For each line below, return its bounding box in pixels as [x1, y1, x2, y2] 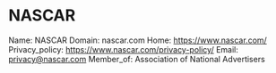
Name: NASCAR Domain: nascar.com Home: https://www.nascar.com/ [8, 35, 268, 45]
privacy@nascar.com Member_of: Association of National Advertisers [8, 53, 265, 64]
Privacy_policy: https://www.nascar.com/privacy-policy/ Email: [8, 44, 239, 54]
